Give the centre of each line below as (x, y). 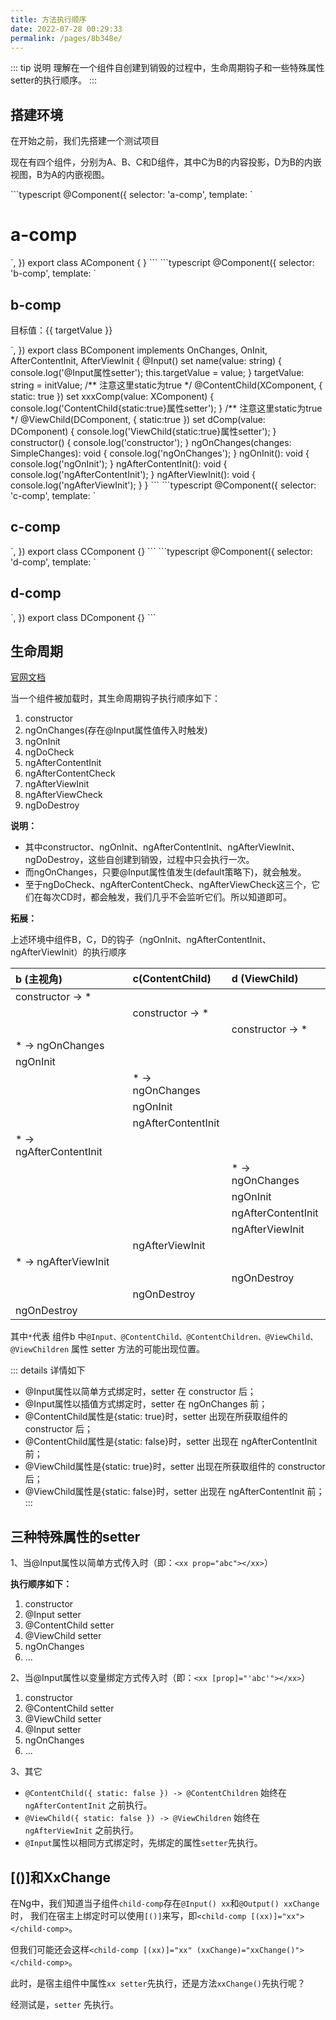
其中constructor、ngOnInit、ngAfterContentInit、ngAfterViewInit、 (162, 847)
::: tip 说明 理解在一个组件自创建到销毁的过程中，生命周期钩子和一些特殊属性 (167, 68)
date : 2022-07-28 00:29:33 (66, 29)
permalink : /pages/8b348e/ (66, 38)
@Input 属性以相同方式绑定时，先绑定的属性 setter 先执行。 (143, 1843)
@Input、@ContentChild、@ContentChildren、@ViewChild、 (202, 1337)
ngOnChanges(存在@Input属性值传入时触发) (116, 730)
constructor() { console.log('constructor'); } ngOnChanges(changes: (151, 442)
